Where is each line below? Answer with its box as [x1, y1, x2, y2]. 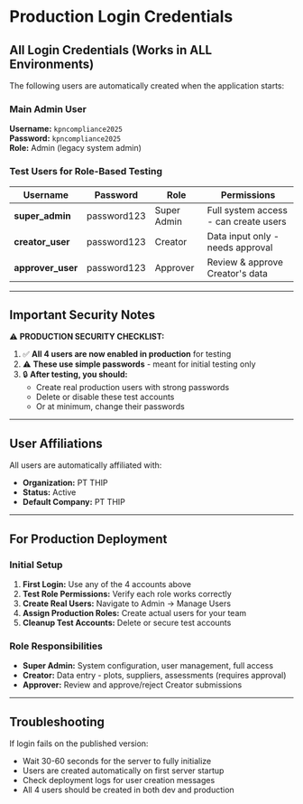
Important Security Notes [9, 307, 156, 323]
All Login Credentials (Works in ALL [9, 42, 213, 58]
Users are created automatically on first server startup [22, 765, 225, 776]
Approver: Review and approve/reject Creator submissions [22, 679, 243, 690]
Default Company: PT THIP [22, 497, 126, 508]
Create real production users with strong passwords [35, 382, 230, 393]
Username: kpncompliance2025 [9, 124, 124, 135]
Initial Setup [9, 558, 63, 571]
